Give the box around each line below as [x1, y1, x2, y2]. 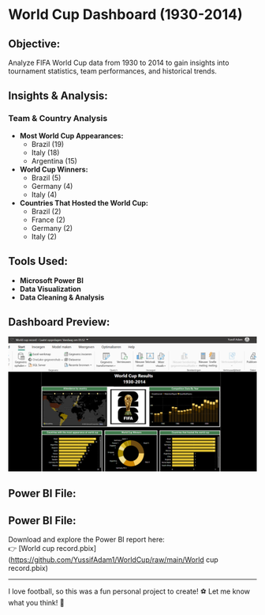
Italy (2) [31, 232, 58, 241]
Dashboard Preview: [8, 315, 110, 329]
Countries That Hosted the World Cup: [19, 198, 148, 207]
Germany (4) [31, 181, 73, 191]
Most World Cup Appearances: [19, 130, 124, 140]
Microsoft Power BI [19, 275, 84, 285]
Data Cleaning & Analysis [19, 292, 105, 302]
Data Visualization [19, 284, 81, 293]
